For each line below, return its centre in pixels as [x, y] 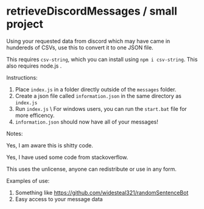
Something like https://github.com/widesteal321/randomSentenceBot [102, 193]
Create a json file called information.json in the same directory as [98, 96]
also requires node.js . [34, 66]
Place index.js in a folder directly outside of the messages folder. [96, 89]
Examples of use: [28, 180]
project [25, 24]
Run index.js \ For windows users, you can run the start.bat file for [101, 108]
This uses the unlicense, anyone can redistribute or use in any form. [91, 169]
